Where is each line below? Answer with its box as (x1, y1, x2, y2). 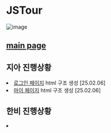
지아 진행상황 (6, 62, 52, 72)
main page (6, 41, 47, 51)
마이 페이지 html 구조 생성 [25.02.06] (14, 87, 101, 94)
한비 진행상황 (6, 106, 52, 116)
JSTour (6, 4, 43, 17)
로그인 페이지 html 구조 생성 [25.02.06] (14, 79, 106, 86)
